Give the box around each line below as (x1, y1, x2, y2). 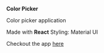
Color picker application (6, 17, 66, 23)
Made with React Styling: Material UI (6, 28, 99, 36)
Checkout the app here (6, 40, 64, 47)
